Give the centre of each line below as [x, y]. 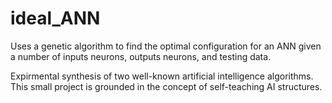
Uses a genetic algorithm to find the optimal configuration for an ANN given [166, 46]
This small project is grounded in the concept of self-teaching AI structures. [166, 86]
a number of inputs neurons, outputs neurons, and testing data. [141, 56]
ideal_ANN [55, 18]
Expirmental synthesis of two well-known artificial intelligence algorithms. [162, 76]
